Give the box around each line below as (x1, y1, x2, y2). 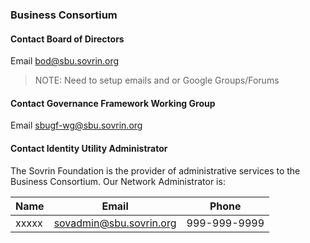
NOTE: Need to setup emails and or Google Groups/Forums (34, 74, 280, 87)
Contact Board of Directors (10, 33, 125, 45)
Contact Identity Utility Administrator (10, 142, 168, 154)
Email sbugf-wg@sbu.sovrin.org (10, 119, 143, 132)
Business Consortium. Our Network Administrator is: (10, 175, 226, 187)
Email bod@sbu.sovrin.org (10, 55, 120, 67)
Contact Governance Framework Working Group (10, 97, 216, 109)
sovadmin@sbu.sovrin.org (53, 216, 177, 230)
